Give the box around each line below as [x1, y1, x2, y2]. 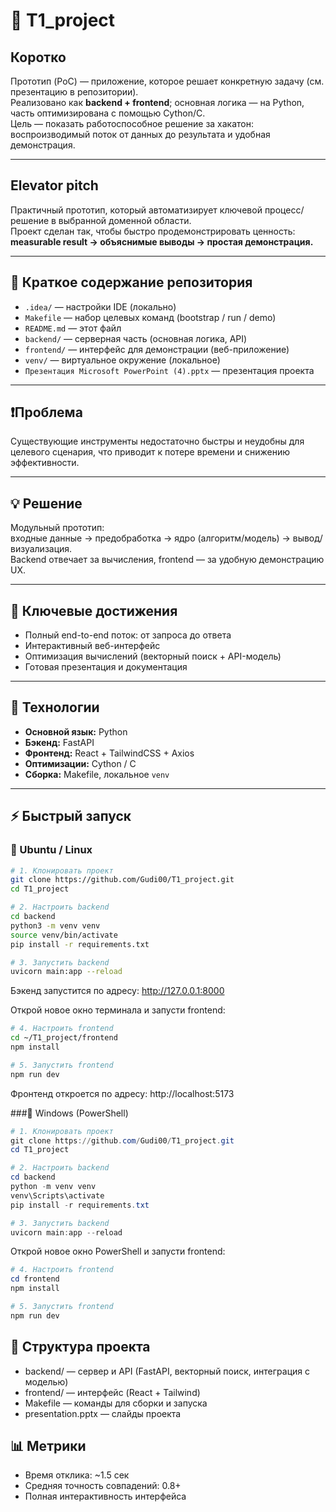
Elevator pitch [10, 177, 99, 194]
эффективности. [10, 457, 80, 469]
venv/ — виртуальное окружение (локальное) [24, 354, 221, 366]
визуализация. [10, 543, 73, 555]
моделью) [24, 1375, 69, 1388]
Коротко [10, 49, 67, 66]
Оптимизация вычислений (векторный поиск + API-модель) [24, 650, 282, 663]
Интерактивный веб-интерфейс [24, 640, 161, 652]
